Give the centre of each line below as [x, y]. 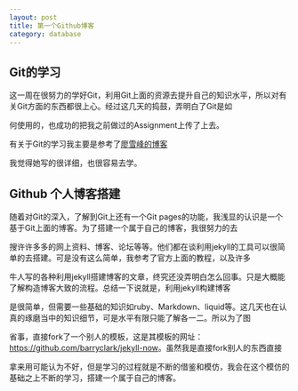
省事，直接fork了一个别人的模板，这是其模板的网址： [106, 337]
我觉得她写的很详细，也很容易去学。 [76, 163]
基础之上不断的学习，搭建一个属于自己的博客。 [95, 378]
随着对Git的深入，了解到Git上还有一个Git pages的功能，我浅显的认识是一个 [146, 217]
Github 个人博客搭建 [65, 193]
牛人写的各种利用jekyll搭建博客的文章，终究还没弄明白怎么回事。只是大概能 [147, 277]
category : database [45, 34]
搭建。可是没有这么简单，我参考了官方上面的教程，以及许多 [141, 258]
